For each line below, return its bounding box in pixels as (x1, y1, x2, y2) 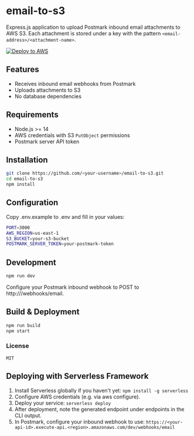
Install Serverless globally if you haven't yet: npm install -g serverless (14, 387, 189, 394)
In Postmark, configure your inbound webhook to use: (14, 418, 145, 425)
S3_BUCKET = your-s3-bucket (6, 235, 69, 242)
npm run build (6, 322, 41, 328)
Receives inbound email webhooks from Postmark (14, 80, 136, 87)
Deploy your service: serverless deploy (14, 399, 111, 407)
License (6, 342, 29, 350)
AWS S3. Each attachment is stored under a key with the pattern (6, 29, 161, 36)
